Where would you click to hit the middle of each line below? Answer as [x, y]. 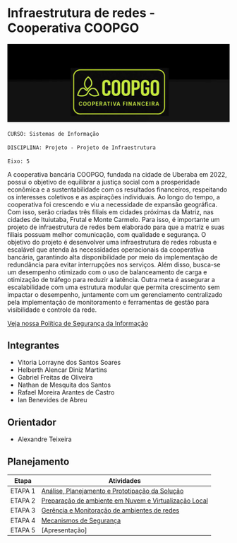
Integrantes [34, 345]
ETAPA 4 [23, 520]
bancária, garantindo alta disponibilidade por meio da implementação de [113, 257]
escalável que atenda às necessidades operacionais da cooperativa [106, 250]
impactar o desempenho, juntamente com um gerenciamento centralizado [115, 294]
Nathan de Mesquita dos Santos [64, 385]
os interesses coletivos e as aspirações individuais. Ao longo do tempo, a [114, 197]
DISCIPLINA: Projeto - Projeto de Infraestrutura [82, 147]
